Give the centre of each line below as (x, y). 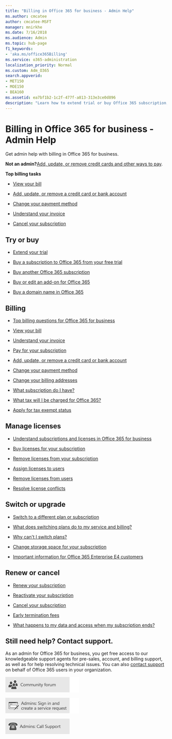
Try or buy (22, 240)
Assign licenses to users (39, 468)
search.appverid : (24, 76)
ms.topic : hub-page (26, 44)
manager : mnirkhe (24, 27)
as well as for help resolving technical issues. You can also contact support (85, 665)
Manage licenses (33, 426)
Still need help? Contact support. (59, 641)
